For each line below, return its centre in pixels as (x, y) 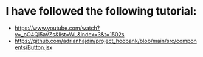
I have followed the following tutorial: (101, 11)
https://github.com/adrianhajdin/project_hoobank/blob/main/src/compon (105, 41)
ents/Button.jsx (33, 47)
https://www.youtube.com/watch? (57, 28)
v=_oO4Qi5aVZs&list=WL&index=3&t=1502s (69, 34)
